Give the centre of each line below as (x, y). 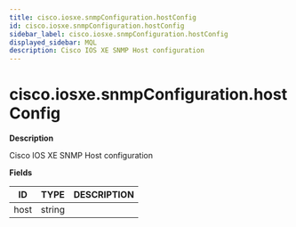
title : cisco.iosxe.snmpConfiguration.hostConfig (103, 17)
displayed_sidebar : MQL (53, 42)
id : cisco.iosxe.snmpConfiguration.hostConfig (97, 26)
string (52, 210)
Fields (21, 173)
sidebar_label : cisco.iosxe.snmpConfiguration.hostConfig (119, 34)
